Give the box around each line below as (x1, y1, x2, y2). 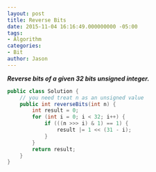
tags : (7, 29, 23, 37)
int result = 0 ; (32, 107, 79, 114)
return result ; (32, 146, 76, 153)
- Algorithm (7, 36, 42, 43)
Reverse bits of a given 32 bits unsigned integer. (7, 74, 150, 83)
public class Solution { (7, 87, 79, 94)
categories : (7, 42, 42, 49)
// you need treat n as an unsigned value (19, 94, 144, 101)
